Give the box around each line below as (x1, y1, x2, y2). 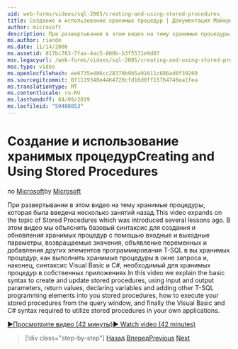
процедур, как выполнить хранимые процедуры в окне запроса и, (7, 253, 209, 262)
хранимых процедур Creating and (7, 148, 215, 165)
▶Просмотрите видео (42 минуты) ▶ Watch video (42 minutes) (7, 320, 196, 328)
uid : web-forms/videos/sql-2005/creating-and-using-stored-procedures (7, 10, 220, 18)
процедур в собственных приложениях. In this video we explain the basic (7, 268, 225, 277)
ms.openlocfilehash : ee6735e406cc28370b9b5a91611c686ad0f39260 (7, 70, 198, 77)
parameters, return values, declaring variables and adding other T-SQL (7, 283, 214, 292)
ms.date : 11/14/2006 (7, 43, 69, 50)
